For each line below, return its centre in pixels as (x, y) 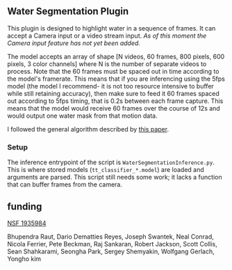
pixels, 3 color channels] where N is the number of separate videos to (107, 64)
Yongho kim (24, 259)
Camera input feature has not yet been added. (74, 43)
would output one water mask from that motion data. (82, 116)
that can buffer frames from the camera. (65, 184)
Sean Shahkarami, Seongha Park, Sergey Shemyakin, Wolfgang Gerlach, (111, 251)
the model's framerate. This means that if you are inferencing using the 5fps (116, 79)
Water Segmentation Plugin (68, 11)
